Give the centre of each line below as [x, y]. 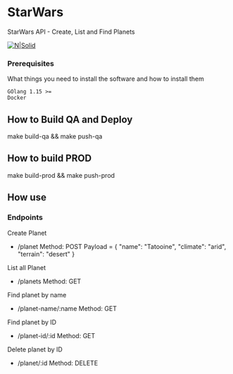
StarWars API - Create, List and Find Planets [71, 32]
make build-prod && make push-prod [61, 175]
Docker [17, 98]
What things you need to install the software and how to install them [106, 79]
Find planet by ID [32, 322]
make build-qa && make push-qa [55, 136]
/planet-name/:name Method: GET [67, 308]
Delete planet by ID [35, 349]
